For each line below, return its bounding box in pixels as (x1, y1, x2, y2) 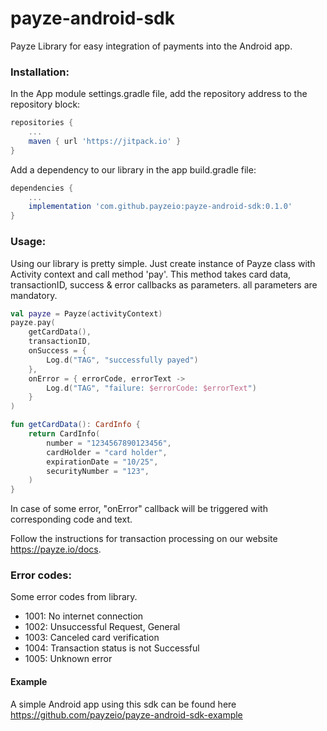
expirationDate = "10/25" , (46, 457, 159, 467)
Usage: (10, 235, 47, 249)
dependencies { (10, 183, 74, 193)
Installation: (10, 65, 70, 79)
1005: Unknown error (24, 653, 113, 665)
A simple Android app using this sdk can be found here (10, 698, 237, 710)
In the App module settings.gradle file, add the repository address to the (10, 88, 308, 100)
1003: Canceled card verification (24, 632, 160, 644)
